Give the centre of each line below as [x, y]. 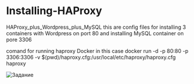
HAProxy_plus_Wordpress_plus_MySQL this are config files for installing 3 [96, 27]
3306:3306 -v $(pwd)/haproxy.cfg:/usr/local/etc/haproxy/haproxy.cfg [91, 57]
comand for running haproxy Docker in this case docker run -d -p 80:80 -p [97, 51]
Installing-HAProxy [54, 11]
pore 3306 [19, 39]
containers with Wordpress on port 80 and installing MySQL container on [95, 33]
